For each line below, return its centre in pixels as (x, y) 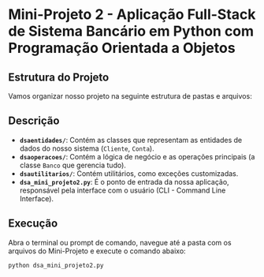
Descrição (34, 121)
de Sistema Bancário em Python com (131, 31)
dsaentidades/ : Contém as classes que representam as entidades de (131, 140)
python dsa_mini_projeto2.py (56, 265)
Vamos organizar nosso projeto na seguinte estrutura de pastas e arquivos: (130, 96)
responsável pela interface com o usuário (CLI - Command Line (123, 190)
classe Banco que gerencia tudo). (73, 165)
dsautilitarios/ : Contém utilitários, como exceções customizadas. (129, 173)
